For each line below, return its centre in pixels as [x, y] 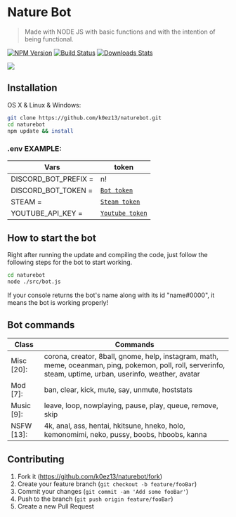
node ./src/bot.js [34, 282]
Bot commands [41, 325]
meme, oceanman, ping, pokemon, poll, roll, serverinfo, [135, 365]
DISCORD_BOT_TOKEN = [52, 190]
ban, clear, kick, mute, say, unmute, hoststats [118, 390]
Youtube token [124, 213]
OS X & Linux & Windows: [44, 105]
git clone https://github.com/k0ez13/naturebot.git [84, 118]
